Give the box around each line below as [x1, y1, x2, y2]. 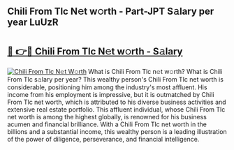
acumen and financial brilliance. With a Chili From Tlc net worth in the [7, 120, 207, 128]
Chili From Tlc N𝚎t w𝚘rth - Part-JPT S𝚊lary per [7, 6, 214, 17]
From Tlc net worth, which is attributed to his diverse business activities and [7, 98, 226, 106]
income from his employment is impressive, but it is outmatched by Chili [7, 91, 214, 98]
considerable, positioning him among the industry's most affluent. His [7, 83, 207, 91]
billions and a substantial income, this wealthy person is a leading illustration [7, 128, 227, 135]
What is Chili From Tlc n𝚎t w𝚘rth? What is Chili [88, 68, 223, 75]
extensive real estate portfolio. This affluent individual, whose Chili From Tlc [7, 105, 226, 114]
